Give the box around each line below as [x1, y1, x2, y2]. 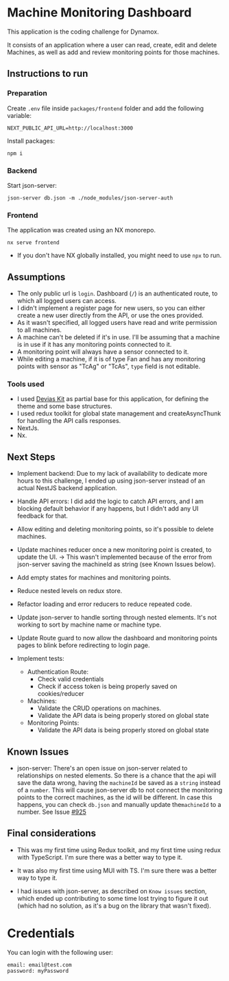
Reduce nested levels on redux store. [16, 587, 123, 595]
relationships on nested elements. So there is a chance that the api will [16, 771, 217, 779]
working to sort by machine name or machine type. [16, 620, 162, 629]
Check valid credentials [37, 675, 104, 683]
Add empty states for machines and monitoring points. [16, 574, 171, 582]
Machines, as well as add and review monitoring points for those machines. [7, 48, 220, 56]
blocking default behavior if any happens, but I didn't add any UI [16, 505, 199, 513]
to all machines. [16, 326, 62, 334]
